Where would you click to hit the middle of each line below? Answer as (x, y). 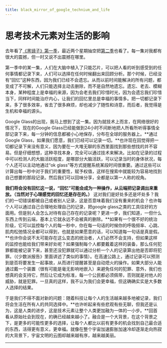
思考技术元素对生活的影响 (58, 36)
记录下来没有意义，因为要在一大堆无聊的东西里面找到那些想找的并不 (83, 146)
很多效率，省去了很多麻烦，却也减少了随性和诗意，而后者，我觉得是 (92, 104)
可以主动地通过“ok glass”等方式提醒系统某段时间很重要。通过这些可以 (89, 165)
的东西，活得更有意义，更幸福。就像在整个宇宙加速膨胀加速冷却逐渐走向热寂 (83, 329)
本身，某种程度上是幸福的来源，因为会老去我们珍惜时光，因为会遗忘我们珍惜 (83, 92)
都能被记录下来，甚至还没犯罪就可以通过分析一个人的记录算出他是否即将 (83, 250)
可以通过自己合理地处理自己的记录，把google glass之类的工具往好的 (83, 206)
